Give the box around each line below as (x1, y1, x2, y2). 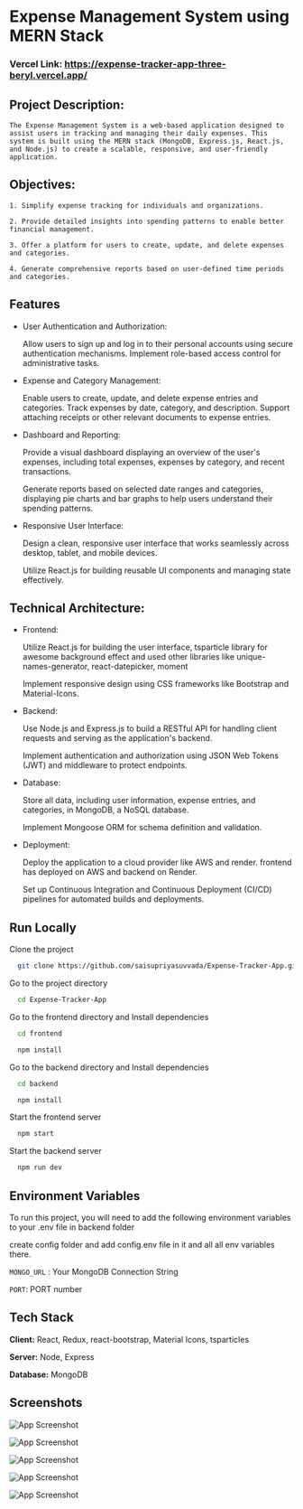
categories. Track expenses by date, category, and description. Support (22, 402, 290, 413)
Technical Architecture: (9, 600, 146, 615)
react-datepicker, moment (91, 661, 188, 672)
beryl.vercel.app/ (9, 70, 88, 82)
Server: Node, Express (9, 1351, 95, 1362)
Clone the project (9, 944, 74, 955)
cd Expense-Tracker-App (17, 996, 106, 1005)
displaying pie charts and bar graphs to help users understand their (22, 492, 273, 503)
